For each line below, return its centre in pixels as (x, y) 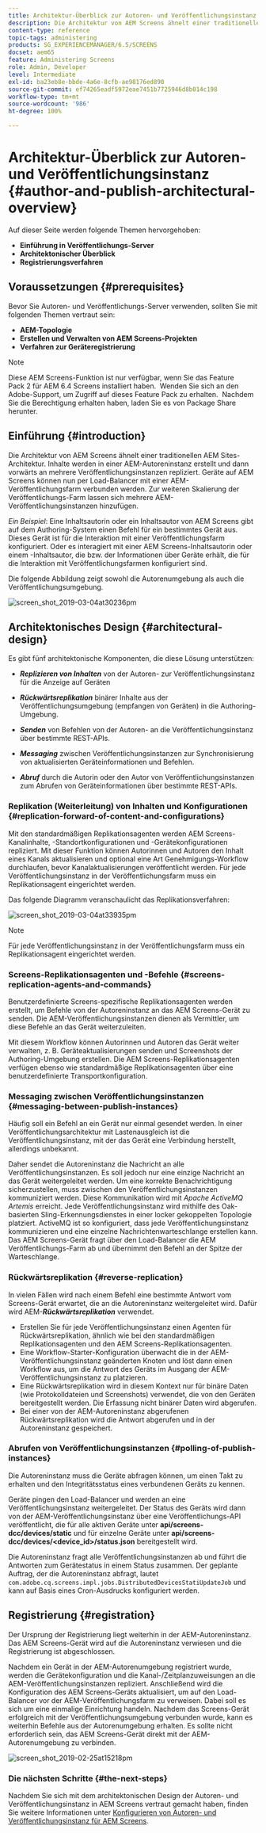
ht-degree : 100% (35, 112)
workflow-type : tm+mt (44, 97)
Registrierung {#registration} (82, 1615)
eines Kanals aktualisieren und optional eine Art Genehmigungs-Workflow (128, 859)
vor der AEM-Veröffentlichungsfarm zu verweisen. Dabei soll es (142, 1700)
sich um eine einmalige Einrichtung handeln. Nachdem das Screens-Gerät (129, 1709)
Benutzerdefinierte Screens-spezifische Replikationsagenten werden (121, 1001)
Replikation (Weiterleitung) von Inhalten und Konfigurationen (128, 807)
